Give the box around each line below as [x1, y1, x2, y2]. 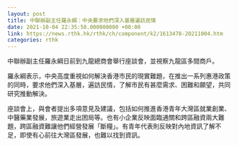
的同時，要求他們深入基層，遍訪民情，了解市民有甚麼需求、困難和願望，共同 [7, 80, 231, 89]
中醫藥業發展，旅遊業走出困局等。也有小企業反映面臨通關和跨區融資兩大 [7, 114, 218, 122]
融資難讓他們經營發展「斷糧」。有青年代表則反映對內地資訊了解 [31, 122, 215, 130]
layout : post [7, 10, 46, 18]
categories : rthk [7, 37, 59, 44]
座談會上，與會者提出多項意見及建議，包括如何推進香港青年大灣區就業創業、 [7, 104, 231, 113]
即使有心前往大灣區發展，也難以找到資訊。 [19, 131, 144, 140]
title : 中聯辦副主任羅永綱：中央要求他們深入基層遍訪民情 [7, 17, 157, 24]
